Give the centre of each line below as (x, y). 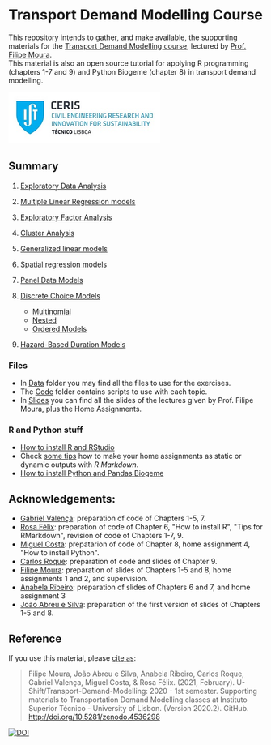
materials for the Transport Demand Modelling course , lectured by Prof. (127, 45)
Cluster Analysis (47, 233)
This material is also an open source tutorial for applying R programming (129, 63)
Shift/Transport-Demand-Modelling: (88, 691)
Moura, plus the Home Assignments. (81, 409)
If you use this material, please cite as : (72, 657)
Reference (35, 638)
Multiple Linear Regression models (78, 201)
